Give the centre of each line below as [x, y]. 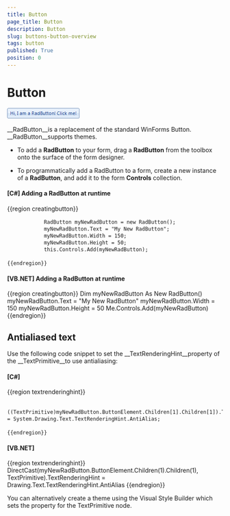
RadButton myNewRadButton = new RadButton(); [110, 222]
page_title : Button [35, 22]
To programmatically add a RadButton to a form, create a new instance [117, 170]
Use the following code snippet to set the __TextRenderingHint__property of [114, 354]
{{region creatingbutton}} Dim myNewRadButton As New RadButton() [105, 294]
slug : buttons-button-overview [52, 36]
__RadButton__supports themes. [52, 137]
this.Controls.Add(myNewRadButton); [96, 250]
